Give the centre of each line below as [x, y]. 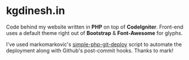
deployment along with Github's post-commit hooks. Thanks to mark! [90, 50]
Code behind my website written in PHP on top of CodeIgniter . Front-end [95, 27]
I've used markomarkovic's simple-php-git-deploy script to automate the [94, 44]
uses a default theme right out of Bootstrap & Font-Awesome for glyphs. [95, 33]
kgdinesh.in [36, 11]
